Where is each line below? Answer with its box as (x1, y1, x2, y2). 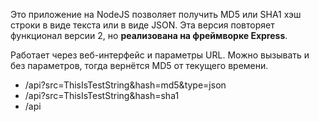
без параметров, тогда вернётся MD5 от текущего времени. (10, 60, 269, 71)
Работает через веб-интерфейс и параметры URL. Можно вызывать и (10, 49, 310, 61)
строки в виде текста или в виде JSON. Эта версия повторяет (10, 19, 275, 31)
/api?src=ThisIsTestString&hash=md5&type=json (24, 79, 227, 91)
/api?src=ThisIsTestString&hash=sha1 (24, 90, 180, 101)
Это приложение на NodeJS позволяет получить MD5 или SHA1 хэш (10, 9, 302, 20)
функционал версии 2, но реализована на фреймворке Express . (10, 30, 288, 41)
